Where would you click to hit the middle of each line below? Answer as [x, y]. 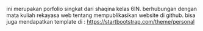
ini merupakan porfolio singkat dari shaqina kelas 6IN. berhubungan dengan [101, 9]
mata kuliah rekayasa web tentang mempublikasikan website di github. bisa [101, 15]
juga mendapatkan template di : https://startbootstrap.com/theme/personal [101, 22]
